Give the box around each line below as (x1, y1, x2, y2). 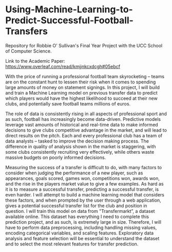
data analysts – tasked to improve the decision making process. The (5, 138, 149, 144)
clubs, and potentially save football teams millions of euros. (5, 100, 131, 106)
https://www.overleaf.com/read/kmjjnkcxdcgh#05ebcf (5, 63, 121, 69)
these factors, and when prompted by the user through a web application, (5, 197, 162, 203)
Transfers (5, 26, 48, 37)
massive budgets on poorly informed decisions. (5, 154, 106, 160)
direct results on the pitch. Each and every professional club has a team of (5, 132, 163, 138)
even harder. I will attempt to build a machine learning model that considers (5, 191, 164, 197)
